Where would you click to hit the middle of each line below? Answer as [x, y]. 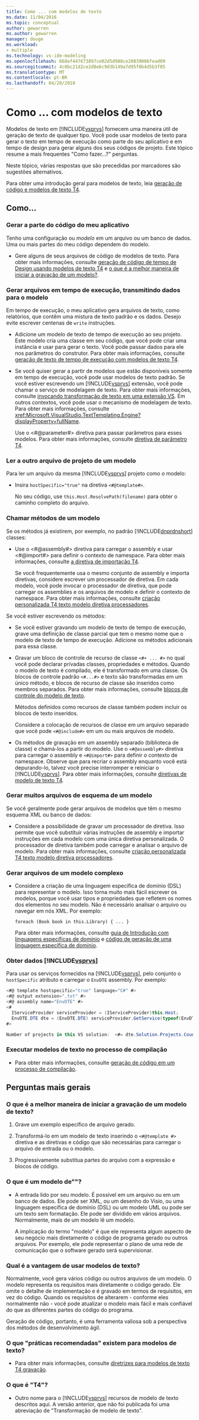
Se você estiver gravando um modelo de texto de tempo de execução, [100, 627]
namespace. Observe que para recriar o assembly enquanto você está [101, 761]
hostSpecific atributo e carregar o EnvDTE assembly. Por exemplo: [86, 980]
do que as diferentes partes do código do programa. [70, 1310]
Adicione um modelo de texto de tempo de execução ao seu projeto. [98, 334]
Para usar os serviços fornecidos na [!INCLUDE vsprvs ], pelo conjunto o [94, 974]
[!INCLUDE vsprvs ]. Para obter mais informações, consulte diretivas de [101, 774]
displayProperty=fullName [46, 421]
